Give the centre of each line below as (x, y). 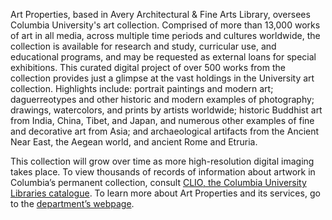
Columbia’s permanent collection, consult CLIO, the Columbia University (158, 182)
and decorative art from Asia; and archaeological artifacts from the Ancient (165, 131)
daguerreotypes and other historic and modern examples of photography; (162, 99)
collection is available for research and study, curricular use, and (143, 46)
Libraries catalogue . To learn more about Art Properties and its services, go (165, 193)
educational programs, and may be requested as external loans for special (163, 57)
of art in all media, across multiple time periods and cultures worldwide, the (165, 35)
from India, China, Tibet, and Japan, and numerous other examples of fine (162, 120)
